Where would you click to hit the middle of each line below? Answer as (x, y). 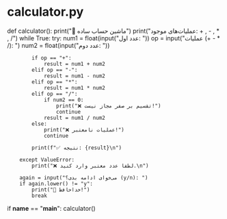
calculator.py (45, 12)
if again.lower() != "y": (56, 183)
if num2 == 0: (64, 100)
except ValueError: (47, 159)
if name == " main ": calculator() (51, 208)
